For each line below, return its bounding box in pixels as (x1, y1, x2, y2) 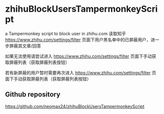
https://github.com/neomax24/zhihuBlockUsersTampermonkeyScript (5, 103, 145, 109)
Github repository (5, 91, 60, 99)
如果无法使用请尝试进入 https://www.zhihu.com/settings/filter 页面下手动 (5, 53, 152, 59)
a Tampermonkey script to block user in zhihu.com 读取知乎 (5, 30, 126, 36)
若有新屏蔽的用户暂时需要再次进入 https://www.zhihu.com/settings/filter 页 (5, 69, 156, 75)
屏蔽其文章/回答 (9, 43, 42, 48)
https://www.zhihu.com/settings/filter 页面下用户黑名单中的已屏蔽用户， (5, 37, 151, 43)
